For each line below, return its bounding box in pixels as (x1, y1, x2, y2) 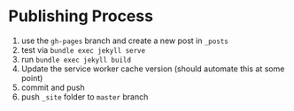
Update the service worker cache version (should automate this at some (20, 63, 285, 74)
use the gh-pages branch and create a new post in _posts (20, 35, 229, 46)
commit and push (20, 82, 85, 92)
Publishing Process (8, 6, 154, 26)
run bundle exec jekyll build (20, 54, 132, 64)
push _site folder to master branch (20, 91, 149, 102)
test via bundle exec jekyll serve (20, 44, 146, 55)
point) (20, 72, 43, 83)
